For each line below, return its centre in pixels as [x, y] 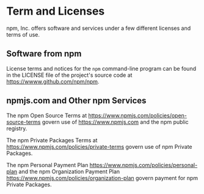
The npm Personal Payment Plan [47, 165]
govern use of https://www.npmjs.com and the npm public [115, 122]
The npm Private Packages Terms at [52, 140]
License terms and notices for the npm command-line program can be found [101, 68]
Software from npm [44, 54]
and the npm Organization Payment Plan [69, 171]
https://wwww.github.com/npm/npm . [53, 81]
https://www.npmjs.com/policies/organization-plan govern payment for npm [102, 178]
